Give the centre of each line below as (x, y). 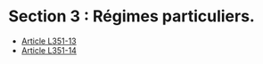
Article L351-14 (49, 50)
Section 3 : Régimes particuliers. (131, 16)
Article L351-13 (49, 41)
